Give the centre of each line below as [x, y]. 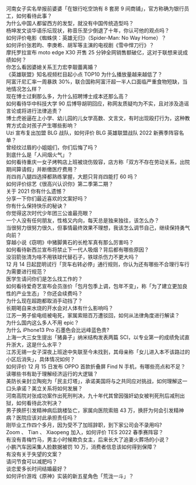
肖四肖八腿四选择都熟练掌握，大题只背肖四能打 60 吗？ [72, 176]
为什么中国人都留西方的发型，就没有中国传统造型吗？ [70, 23]
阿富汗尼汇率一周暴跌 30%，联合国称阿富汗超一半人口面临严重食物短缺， [94, 82]
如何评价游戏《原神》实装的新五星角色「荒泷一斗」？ [70, 476]
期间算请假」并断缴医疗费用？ [42, 169]
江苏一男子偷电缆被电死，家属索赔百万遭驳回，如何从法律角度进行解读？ [93, 315]
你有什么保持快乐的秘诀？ [37, 206]
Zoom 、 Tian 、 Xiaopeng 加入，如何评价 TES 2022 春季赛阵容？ [85, 432]
